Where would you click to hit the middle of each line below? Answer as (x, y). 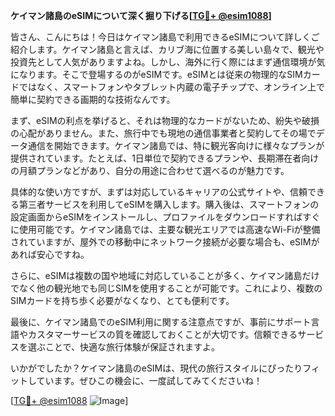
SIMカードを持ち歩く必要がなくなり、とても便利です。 (122, 300)
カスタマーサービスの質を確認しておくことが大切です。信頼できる (162, 334)
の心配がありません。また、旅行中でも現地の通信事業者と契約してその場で (163, 133)
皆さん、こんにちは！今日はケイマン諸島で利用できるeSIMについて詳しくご (165, 37)
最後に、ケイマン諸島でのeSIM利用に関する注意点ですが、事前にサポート (161, 322)
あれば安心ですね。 (50, 254)
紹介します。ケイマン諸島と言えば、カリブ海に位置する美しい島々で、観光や (167, 49)
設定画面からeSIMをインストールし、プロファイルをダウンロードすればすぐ (165, 217)
